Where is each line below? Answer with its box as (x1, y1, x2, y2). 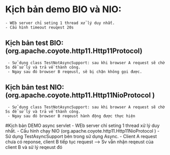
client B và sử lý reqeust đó (5, 144, 63, 150)
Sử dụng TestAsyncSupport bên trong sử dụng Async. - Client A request (5, 133, 157, 139)
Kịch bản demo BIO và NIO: (5, 4, 122, 15)
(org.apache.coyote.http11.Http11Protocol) (5, 47, 143, 56)
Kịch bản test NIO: (5, 83, 65, 92)
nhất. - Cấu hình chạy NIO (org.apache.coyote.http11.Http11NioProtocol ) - (5, 127, 160, 134)
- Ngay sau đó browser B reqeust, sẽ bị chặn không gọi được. (7, 69, 143, 74)
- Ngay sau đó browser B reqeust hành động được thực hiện (7, 113, 136, 118)
